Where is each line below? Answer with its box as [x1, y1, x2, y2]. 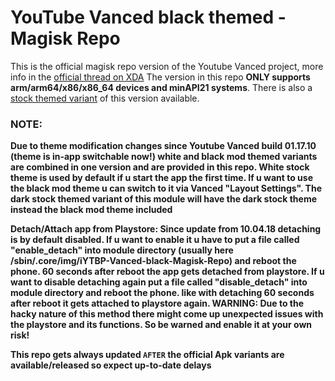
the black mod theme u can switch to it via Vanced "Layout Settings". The [10, 182, 322, 195]
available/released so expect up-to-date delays [10, 359, 212, 371]
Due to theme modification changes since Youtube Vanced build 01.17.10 [10, 140, 317, 152]
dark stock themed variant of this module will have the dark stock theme [10, 193, 318, 205]
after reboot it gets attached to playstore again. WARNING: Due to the [10, 297, 305, 310]
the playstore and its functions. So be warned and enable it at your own [10, 319, 313, 331]
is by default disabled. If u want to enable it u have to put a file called [10, 234, 300, 246]
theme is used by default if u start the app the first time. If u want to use [10, 172, 314, 184]
